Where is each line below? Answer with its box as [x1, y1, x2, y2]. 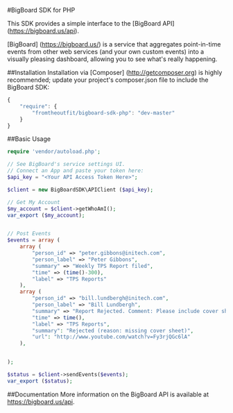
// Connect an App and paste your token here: [7, 167, 144, 174]
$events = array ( [7, 237, 60, 244]
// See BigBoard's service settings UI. [7, 161, 126, 168]
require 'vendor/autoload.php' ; [7, 149, 101, 155]
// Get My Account [7, 199, 60, 205]
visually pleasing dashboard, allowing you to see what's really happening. [7, 55, 218, 63]
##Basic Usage [7, 135, 51, 143]
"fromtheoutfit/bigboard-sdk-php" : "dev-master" [32, 109, 175, 117]
